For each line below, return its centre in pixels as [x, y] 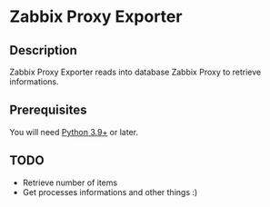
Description [43, 50]
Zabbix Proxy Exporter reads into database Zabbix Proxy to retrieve [135, 72]
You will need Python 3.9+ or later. [74, 132]
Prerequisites [48, 110]
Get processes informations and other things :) [110, 192]
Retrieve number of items [70, 182]
